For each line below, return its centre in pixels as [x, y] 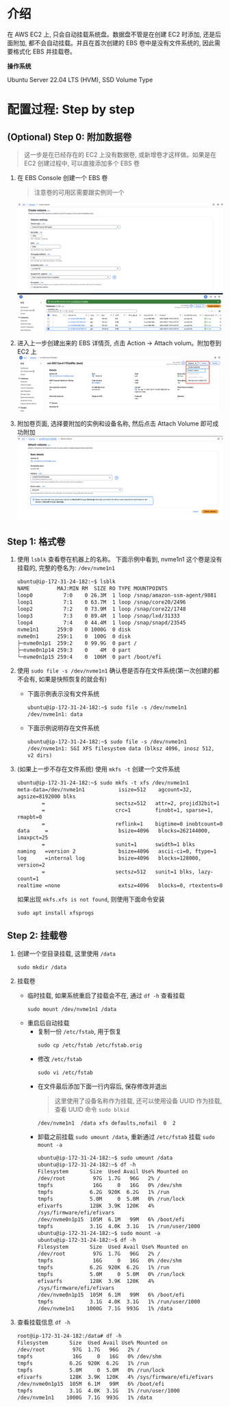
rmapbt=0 [29, 817]
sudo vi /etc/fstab [65, 1073]
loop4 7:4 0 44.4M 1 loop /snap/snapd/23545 [101, 623]
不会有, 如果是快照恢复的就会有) [62, 679]
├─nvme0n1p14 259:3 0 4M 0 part [74, 650]
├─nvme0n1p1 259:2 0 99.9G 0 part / [77, 643]
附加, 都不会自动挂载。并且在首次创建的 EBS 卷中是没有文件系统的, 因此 [114, 42]
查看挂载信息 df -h [43, 1322]
